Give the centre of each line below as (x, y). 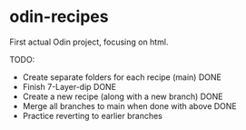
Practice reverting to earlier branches (93, 115)
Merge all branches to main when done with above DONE (130, 105)
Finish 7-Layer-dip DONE (69, 86)
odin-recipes (59, 17)
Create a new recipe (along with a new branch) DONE (123, 96)
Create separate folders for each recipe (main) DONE (122, 77)
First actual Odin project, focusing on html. (89, 42)
